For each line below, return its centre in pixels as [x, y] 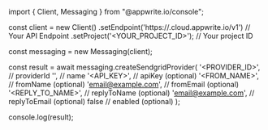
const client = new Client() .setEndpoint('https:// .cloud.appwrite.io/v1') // [130, 27]
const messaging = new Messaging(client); [80, 51]
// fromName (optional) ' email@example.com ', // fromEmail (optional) [124, 84]
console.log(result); [41, 117]
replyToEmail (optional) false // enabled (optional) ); [94, 101]
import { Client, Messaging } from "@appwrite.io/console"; [106, 12]
